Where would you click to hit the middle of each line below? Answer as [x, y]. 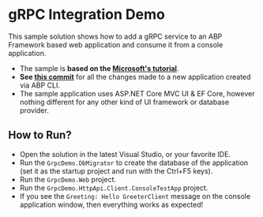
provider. [34, 110]
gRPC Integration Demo [87, 15]
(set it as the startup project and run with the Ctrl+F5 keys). [116, 170]
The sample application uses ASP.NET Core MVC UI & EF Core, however [137, 93]
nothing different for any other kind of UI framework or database [124, 102]
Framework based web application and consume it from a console [116, 44]
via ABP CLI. [40, 85]
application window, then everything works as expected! [111, 204]
